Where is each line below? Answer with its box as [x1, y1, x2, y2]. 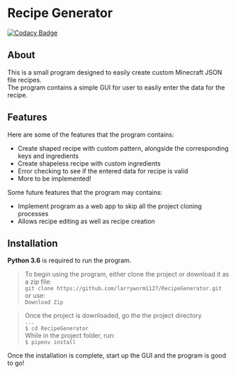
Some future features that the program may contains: [7, 188, 163, 196]
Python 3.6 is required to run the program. [7, 256, 132, 265]
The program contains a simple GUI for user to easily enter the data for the [7, 83, 225, 92]
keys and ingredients [17, 151, 79, 160]
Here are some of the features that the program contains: [7, 130, 175, 139]
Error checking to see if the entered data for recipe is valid [17, 166, 189, 175]
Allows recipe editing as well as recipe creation [17, 217, 155, 225]
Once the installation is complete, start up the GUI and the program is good [7, 351, 227, 360]
